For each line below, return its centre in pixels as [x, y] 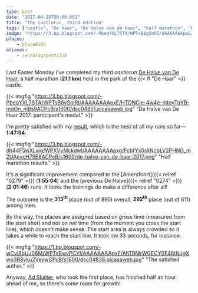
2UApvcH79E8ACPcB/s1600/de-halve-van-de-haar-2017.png [80, 156]
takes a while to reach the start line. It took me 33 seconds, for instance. [94, 236]
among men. [22, 205]
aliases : [17, 50]
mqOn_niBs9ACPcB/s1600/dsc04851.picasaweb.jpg [69, 108]
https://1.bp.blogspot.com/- [68, 247]
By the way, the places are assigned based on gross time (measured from [96, 217]
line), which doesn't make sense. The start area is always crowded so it [93, 229]
